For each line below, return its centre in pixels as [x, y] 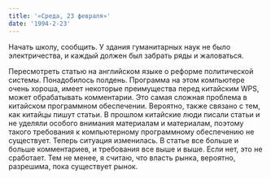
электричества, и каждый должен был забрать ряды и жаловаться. [126, 55]
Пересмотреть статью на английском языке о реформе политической [131, 71]
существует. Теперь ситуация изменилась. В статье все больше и [124, 140]
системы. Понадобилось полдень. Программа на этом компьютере [127, 80]
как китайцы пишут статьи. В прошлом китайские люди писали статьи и [134, 114]
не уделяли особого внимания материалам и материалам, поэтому [126, 123]
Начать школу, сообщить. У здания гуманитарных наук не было [120, 46]
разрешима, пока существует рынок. [73, 166]
